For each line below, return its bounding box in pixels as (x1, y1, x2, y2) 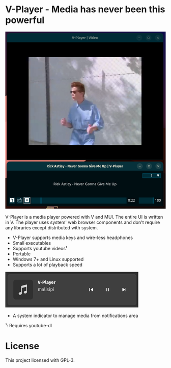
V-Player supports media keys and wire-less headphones (12, 234, 133, 241)
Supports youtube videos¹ (12, 246, 67, 252)
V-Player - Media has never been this (5, 4, 165, 15)
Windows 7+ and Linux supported (12, 256, 84, 262)
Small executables (12, 240, 51, 246)
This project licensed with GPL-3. (5, 357, 75, 363)
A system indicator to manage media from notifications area (12, 312, 138, 319)
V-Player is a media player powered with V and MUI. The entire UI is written (5, 214, 163, 220)
